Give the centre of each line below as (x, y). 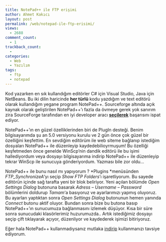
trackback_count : (23, 47)
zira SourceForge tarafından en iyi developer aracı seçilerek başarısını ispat (83, 115)
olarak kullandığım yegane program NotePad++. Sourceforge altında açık (80, 104)
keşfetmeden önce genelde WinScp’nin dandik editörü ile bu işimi (72, 151)
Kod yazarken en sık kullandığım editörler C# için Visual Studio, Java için (80, 93)
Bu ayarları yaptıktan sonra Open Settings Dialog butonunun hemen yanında (83, 198)
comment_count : (21, 38)
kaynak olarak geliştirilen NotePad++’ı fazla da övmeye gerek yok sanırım (81, 109)
